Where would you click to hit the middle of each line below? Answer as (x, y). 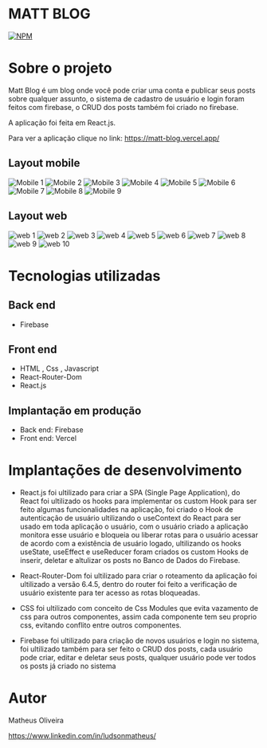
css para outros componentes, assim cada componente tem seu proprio (138, 617)
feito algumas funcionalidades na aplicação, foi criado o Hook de (126, 510)
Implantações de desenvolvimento (125, 470)
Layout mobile (44, 163)
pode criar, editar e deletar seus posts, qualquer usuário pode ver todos (138, 658)
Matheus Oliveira (36, 720)
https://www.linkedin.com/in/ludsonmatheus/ (82, 736)
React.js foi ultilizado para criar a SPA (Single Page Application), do (130, 493)
